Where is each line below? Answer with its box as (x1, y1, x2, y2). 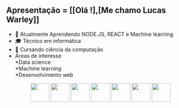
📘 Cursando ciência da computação (14, 45, 104, 53)
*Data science (14, 58, 51, 66)
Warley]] (6, 15, 40, 25)
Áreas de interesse (14, 52, 62, 59)
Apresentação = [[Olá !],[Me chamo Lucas (6, 5, 166, 16)
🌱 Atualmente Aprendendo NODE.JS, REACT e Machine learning (14, 30, 174, 38)
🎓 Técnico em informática (14, 37, 81, 44)
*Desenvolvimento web (14, 71, 74, 78)
